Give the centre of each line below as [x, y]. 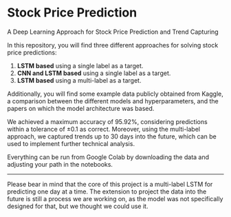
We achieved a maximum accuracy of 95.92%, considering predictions [107, 121]
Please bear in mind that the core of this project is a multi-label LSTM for [110, 184]
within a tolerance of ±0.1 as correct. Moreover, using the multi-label [104, 129]
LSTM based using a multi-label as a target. [79, 80]
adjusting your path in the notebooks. [60, 164]
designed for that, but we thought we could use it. [78, 206]
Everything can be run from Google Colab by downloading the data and [108, 157]
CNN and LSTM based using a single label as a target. [94, 73]
